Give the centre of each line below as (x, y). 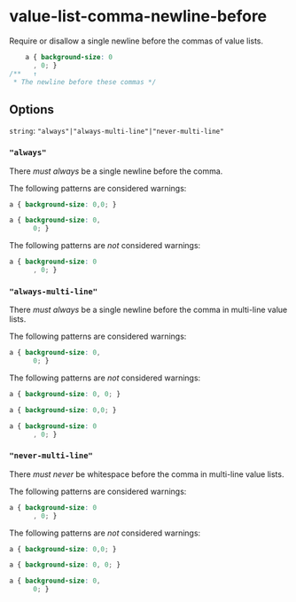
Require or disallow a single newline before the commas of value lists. (136, 41)
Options (32, 109)
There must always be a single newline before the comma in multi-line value (148, 310)
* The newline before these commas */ (85, 82)
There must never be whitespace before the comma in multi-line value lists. (147, 474)
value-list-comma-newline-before (138, 16)
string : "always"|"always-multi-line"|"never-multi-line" (117, 131)
